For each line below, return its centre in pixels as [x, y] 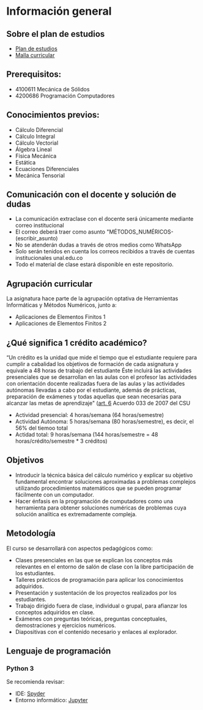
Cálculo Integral [35, 136]
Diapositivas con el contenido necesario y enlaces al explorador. [96, 632]
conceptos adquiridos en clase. [55, 612]
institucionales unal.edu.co [49, 258]
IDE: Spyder [30, 693]
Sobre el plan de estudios [56, 34]
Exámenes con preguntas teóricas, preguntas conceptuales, [91, 619]
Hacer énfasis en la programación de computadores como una [94, 501]
